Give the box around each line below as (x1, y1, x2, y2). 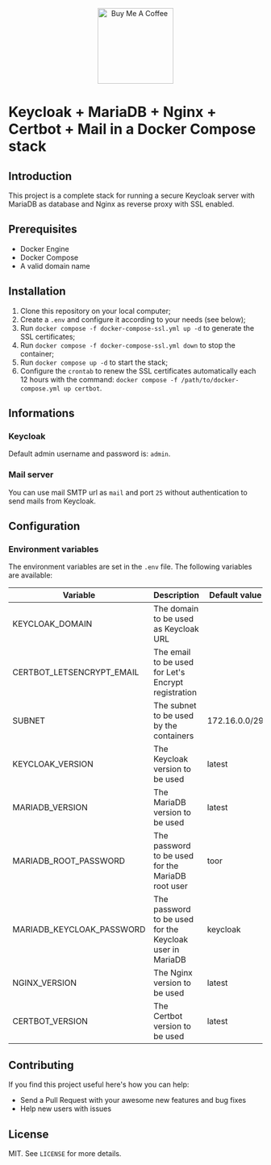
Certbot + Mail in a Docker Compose (8, 120, 256, 139)
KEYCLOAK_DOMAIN (12, 618, 93, 629)
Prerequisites (8, 223, 77, 236)
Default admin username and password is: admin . (8, 449, 171, 459)
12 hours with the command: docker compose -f (19, 374, 178, 384)
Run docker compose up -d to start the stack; (19, 357, 168, 367)
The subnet (152, 700, 197, 712)
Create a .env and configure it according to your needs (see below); (19, 315, 246, 324)
